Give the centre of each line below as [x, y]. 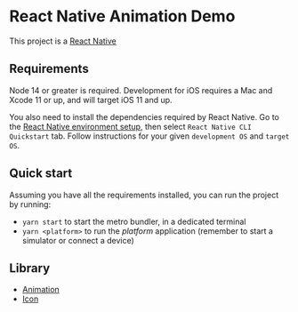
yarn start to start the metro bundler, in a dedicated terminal [134, 221]
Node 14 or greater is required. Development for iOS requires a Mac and [141, 90]
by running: [30, 204]
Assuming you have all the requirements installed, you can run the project [144, 195]
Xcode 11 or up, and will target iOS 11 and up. [91, 100]
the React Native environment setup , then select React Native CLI [130, 126]
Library [30, 268]
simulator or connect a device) [78, 240]
